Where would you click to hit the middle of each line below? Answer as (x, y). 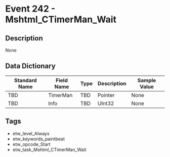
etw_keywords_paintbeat (38, 139)
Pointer (106, 95)
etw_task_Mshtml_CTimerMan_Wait (50, 149)
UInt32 (106, 103)
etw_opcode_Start (31, 144)
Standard (26, 80)
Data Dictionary (30, 66)
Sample (147, 80)
